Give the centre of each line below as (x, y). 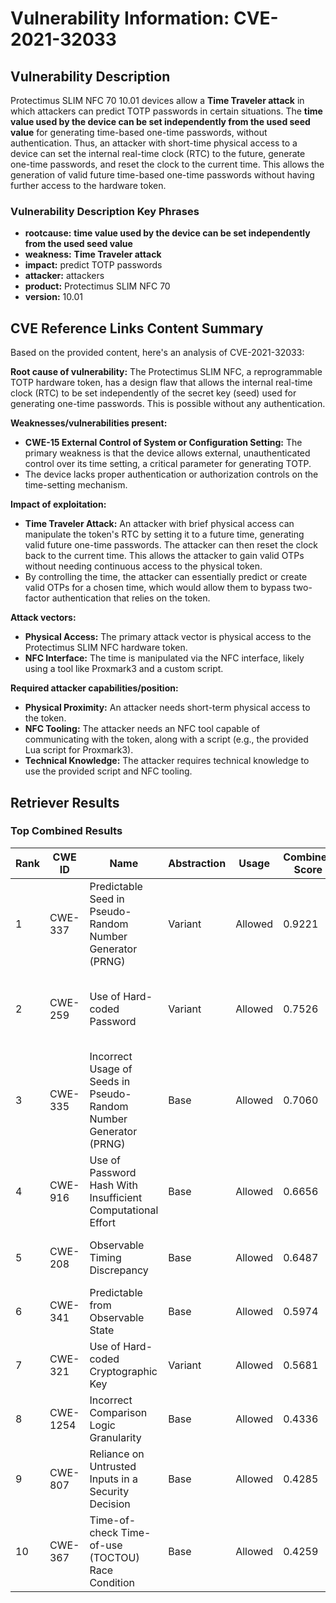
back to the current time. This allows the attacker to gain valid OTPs (164, 556)
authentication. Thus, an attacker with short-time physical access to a (154, 143)
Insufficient (116, 1197)
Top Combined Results (66, 831)
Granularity (115, 1437)
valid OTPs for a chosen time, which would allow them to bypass (158, 588)
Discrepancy (119, 1270)
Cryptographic (123, 1371)
